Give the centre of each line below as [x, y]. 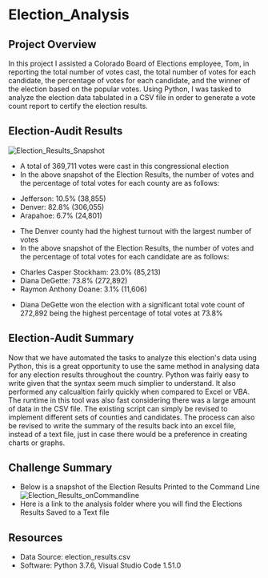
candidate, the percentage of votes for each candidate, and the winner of [129, 80]
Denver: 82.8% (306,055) [62, 207]
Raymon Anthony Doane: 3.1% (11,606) [84, 289]
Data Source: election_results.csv [75, 557]
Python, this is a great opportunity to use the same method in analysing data [134, 366]
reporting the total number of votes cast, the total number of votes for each [132, 72]
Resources [36, 538]
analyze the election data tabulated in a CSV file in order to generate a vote [132, 97]
